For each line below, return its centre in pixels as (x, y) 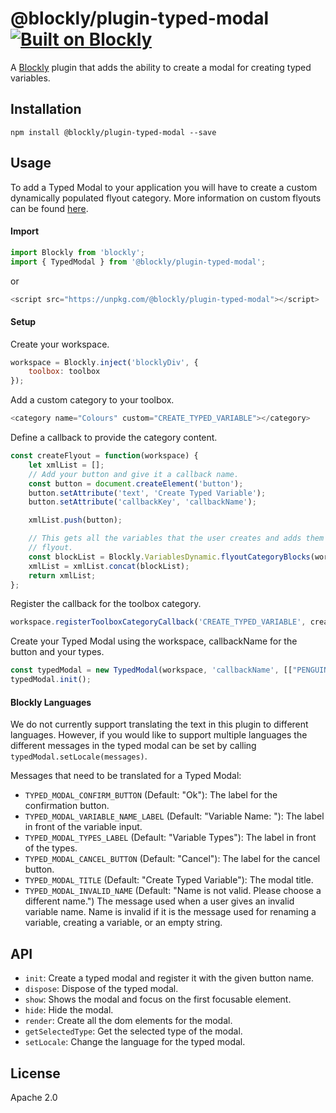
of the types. (51, 848)
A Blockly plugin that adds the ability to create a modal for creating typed (161, 67)
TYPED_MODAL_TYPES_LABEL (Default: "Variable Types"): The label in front (170, 838)
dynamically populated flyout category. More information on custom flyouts (166, 198)
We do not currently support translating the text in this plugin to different (159, 724)
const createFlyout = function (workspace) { (104, 456)
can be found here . (49, 208)
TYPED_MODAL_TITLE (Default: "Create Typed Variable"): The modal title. (169, 880)
